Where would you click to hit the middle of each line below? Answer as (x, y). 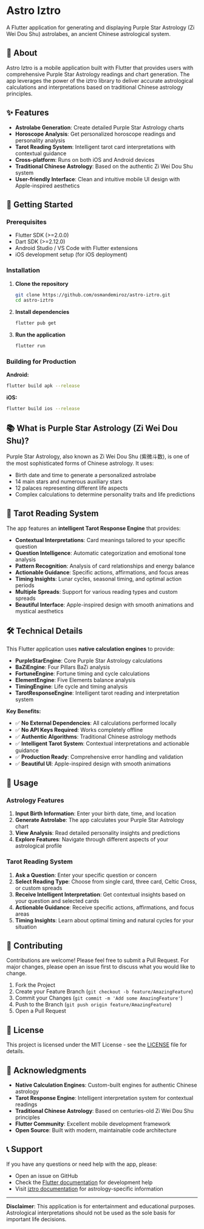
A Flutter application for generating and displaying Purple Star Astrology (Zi (100, 27)
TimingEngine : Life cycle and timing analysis (71, 686)
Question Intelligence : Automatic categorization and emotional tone (100, 553)
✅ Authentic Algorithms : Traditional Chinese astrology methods (96, 736)
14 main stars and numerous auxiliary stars (69, 481)
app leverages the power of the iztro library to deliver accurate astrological (100, 80)
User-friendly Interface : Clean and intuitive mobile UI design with (97, 179)
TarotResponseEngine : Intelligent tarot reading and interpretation (97, 693)
